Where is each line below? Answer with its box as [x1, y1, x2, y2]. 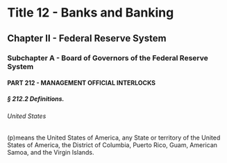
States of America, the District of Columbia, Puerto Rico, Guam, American [7, 140, 217, 149]
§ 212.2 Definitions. [7, 95, 65, 103]
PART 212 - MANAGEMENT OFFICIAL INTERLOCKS [7, 79, 156, 87]
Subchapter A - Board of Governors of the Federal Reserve [7, 53, 208, 63]
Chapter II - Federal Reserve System [7, 32, 167, 44]
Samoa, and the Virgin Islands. [7, 148, 95, 156]
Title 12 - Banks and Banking [7, 5, 174, 21]
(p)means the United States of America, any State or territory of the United [7, 133, 221, 142]
